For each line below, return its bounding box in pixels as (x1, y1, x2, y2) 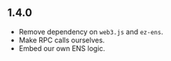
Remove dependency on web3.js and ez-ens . (18, 27, 164, 36)
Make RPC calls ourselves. (18, 35, 105, 45)
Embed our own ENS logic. (18, 43, 106, 53)
